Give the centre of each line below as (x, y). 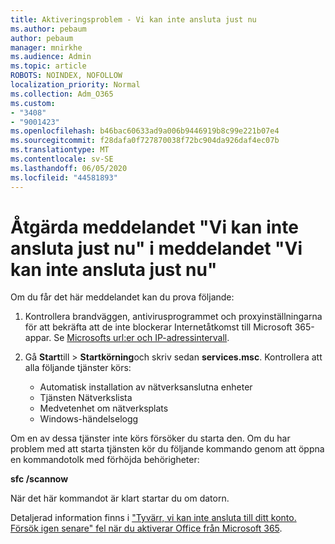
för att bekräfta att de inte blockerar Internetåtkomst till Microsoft (158, 327)
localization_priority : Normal (75, 85)
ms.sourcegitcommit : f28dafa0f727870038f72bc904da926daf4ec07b (145, 141)
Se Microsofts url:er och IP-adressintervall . (141, 338)
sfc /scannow (39, 479)
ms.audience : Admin (51, 57)
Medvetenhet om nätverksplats (104, 408)
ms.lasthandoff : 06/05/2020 (69, 168)
